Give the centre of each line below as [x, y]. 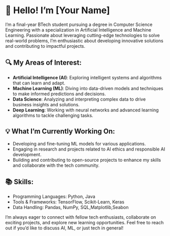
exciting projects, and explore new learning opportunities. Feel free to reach [84, 223]
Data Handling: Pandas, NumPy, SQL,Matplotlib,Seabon [71, 208]
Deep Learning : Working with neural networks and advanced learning [86, 110]
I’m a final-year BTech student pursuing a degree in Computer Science [79, 24]
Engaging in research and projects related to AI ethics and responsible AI [89, 149]
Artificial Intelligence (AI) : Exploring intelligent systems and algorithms [87, 77]
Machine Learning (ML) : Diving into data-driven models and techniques [88, 88]
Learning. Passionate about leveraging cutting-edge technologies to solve [82, 35]
